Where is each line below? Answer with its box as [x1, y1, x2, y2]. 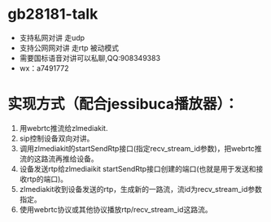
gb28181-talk [7, 5, 98, 24]
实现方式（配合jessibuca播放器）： [7, 95, 239, 114]
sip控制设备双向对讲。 [19, 133, 94, 143]
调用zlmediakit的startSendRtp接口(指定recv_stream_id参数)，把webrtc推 [19, 143, 262, 153]
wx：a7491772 [19, 63, 69, 73]
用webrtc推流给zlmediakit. [19, 123, 108, 133]
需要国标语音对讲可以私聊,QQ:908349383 [19, 53, 160, 63]
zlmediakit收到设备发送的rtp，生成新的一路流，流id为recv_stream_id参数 [19, 184, 262, 194]
